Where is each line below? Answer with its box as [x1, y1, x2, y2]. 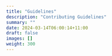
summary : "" [6, 19, 35, 25]
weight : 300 [6, 41, 35, 47]
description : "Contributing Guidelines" [6, 14, 107, 20]
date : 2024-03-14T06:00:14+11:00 [6, 24, 88, 31]
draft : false [6, 30, 38, 36]
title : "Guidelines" [6, 8, 57, 15]
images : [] [6, 36, 33, 41]
